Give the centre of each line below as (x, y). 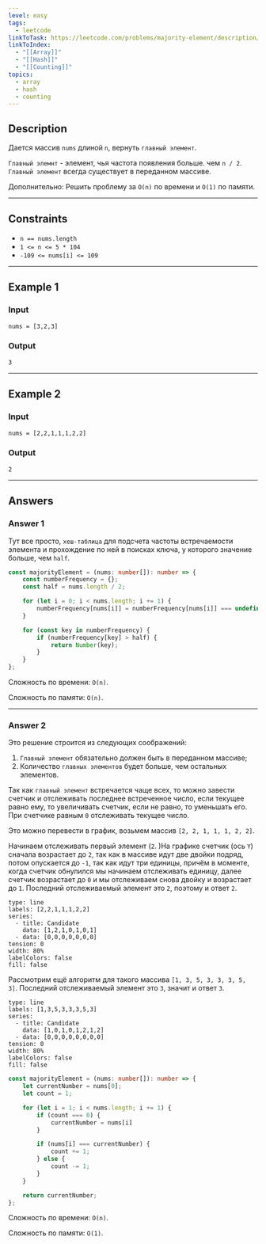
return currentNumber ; (60, 1195)
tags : (17, 23)
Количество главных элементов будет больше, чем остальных (123, 767)
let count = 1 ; (47, 1094)
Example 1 (34, 287)
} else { (51, 1159)
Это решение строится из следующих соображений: (98, 743)
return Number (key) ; (84, 645)
